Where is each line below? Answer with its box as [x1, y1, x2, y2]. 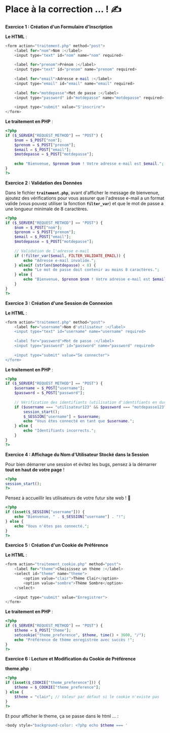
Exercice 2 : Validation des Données [5, 180, 82, 186]
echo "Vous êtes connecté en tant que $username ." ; [23, 418, 135, 424]
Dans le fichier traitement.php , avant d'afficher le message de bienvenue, [5, 189, 160, 196]
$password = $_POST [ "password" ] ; [14, 391, 85, 396]
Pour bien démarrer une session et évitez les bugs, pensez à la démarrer [5, 461, 157, 467]
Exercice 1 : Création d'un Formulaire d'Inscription [5, 23, 113, 30]
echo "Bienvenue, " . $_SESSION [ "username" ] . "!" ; [14, 514, 125, 519]
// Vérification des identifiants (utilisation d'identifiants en [14, 400, 157, 405]
